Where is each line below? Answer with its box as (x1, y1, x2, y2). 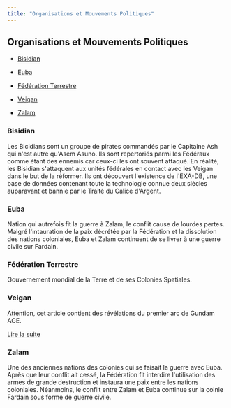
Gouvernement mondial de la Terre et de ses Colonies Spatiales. (7, 275, 192, 284)
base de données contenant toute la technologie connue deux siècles (7, 179, 208, 187)
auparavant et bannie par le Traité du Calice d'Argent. (7, 187, 161, 195)
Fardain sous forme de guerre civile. (7, 393, 112, 401)
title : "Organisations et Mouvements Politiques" (7, 10, 155, 17)
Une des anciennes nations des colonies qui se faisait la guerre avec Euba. (7, 363, 223, 371)
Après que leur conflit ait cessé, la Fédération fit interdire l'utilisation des (7, 370, 216, 379)
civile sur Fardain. (7, 242, 58, 251)
